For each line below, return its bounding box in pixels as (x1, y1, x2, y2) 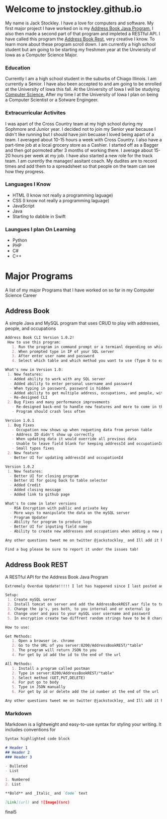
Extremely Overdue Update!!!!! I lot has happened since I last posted (5, 583, 157, 588)
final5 (5, 809, 17, 815)
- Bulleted (5, 764, 28, 769)
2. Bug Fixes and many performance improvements (7, 400, 110, 405)
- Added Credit (9, 483, 41, 488)
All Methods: (5, 661, 32, 666)
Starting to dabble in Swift (12, 213, 66, 219)
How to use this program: (7, 339, 61, 345)
